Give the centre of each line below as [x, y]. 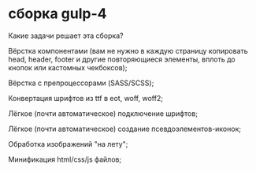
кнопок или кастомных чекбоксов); [68, 67]
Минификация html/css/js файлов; [65, 159]
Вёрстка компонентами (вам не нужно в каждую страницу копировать [128, 50]
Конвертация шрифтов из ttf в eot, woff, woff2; [86, 98]
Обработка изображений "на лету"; [68, 144]
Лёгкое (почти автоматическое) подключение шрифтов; [103, 113]
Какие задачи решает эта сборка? [66, 36]
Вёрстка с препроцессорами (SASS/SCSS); [81, 83]
